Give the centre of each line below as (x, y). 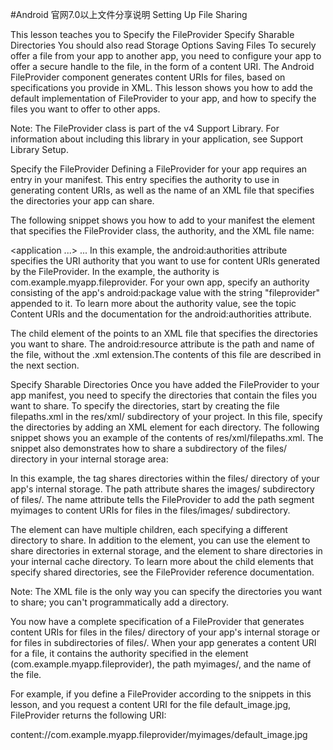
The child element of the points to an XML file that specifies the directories (164, 333)
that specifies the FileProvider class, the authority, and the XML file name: (162, 231)
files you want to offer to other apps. (85, 109)
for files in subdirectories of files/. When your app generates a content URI (163, 642)
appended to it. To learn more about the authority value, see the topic (153, 303)
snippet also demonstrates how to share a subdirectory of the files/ (149, 448)
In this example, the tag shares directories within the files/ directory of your (165, 478)
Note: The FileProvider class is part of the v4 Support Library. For (145, 128)
